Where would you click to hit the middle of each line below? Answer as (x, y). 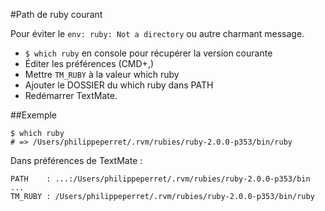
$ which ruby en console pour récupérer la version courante (148, 53)
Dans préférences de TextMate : (76, 160)
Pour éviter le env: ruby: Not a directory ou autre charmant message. (157, 33)
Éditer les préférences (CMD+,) (89, 63)
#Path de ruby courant (56, 14)
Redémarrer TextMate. (71, 95)
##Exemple (34, 115)
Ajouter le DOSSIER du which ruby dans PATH (119, 85)
